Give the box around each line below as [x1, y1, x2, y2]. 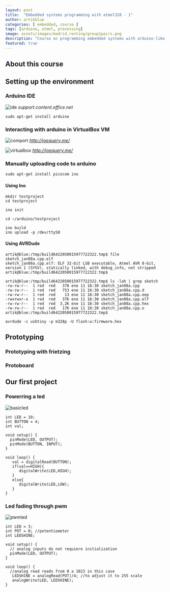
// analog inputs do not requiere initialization [10, 546, 117, 552]
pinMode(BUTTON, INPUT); [10, 441, 63, 447]
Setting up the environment [5, 77, 94, 86]
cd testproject [5, 198, 38, 204]
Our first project [5, 378, 58, 386]
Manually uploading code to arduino [5, 160, 97, 167]
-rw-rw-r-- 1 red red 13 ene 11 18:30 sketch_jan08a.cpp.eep [5, 292, 149, 297]
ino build [5, 225, 26, 230]
